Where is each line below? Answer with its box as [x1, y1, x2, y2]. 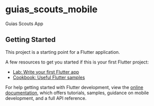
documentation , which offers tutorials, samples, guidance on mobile [5, 90, 149, 96]
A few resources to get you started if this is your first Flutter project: [5, 59, 149, 65]
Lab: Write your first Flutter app [12, 69, 80, 75]
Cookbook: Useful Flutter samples [12, 74, 85, 80]
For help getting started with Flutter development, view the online [5, 84, 144, 90]
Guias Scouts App [5, 20, 44, 27]
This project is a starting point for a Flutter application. [5, 49, 120, 55]
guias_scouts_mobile [5, 4, 98, 15]
